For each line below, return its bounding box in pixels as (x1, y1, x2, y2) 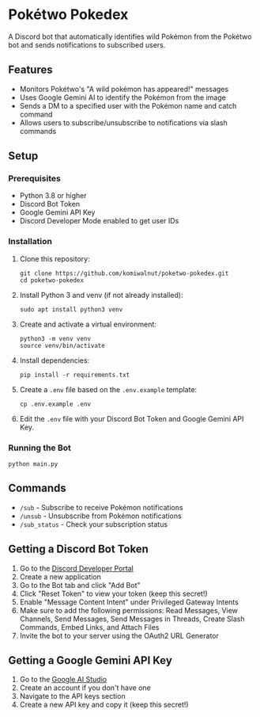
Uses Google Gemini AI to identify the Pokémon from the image (19, 93, 227, 102)
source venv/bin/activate (19, 341, 105, 349)
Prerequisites (8, 173, 61, 184)
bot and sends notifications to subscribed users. (8, 40, 166, 49)
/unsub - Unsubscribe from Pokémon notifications (19, 511, 182, 521)
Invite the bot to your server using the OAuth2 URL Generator (19, 631, 219, 640)
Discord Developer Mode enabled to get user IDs (19, 216, 179, 226)
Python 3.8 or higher (19, 191, 87, 200)
